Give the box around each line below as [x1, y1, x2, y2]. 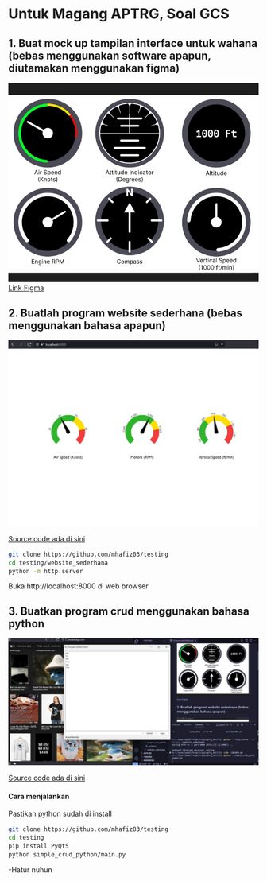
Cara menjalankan [8, 791, 70, 801]
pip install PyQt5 [8, 842, 69, 851]
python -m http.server [8, 567, 83, 575]
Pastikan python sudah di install [8, 809, 113, 819]
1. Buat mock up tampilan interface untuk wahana [8, 37, 258, 50]
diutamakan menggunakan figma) [8, 61, 180, 75]
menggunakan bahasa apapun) [8, 319, 166, 332]
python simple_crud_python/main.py [8, 851, 126, 859]
